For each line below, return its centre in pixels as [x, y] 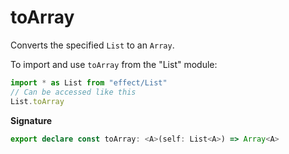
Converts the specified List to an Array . [92, 45]
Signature [31, 120]
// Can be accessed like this [73, 92]
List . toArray [37, 101]
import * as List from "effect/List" [89, 82]
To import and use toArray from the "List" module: [114, 64]
